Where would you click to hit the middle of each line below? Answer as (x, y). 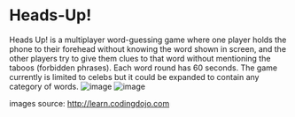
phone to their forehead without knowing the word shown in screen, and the (147, 48)
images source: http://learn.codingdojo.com (89, 103)
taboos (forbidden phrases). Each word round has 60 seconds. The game (143, 68)
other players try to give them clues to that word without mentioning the (140, 58)
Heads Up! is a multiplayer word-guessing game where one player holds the (148, 40)
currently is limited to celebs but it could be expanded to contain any (134, 77)
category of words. (44, 86)
